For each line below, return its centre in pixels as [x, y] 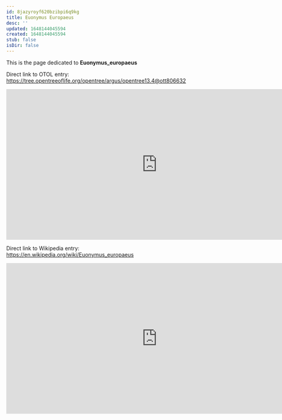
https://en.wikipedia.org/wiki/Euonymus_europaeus [70, 254]
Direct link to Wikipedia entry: [43, 248]
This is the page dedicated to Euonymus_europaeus [72, 62]
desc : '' [17, 23]
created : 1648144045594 [36, 34]
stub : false [21, 40]
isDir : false [23, 46]
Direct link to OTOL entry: [38, 74]
